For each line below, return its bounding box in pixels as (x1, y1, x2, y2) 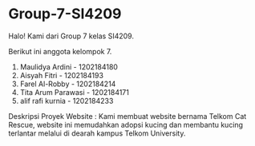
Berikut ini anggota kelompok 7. (8, 46, 112, 56)
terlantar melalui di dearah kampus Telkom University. (8, 128, 186, 138)
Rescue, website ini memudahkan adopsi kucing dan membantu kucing (8, 120, 243, 129)
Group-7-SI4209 (8, 5, 122, 23)
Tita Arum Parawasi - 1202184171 (19, 87, 130, 97)
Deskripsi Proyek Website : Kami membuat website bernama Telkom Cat (8, 111, 247, 120)
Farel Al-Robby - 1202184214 (19, 79, 116, 89)
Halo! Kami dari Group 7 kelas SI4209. (8, 31, 135, 41)
